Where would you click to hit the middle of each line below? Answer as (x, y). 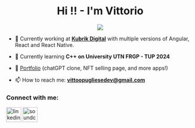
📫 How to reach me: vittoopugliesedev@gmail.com (80, 80)
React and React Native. (44, 45)
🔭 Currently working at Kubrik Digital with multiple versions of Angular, (102, 38)
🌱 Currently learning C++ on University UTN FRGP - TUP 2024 (92, 56)
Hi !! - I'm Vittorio (100, 11)
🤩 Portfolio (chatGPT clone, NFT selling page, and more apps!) (91, 68)
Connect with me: (32, 98)
